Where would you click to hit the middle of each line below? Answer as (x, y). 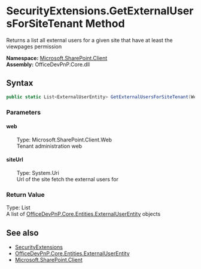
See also (22, 233)
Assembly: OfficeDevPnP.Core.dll (48, 64)
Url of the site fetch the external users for (68, 179)
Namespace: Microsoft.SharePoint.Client (57, 58)
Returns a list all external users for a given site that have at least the (89, 40)
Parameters (23, 112)
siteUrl (15, 160)
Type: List (19, 208)
